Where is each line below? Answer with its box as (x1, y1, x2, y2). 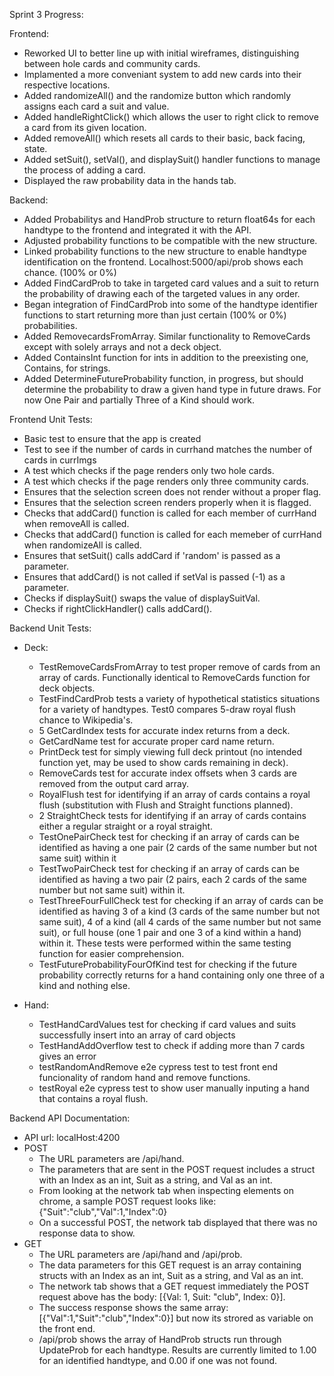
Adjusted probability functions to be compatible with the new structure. (23, 235, 318, 246)
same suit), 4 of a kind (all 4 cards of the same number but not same (38, 916, 322, 928)
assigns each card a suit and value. (23, 100, 170, 112)
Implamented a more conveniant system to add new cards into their (23, 69, 302, 80)
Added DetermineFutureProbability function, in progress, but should (23, 373, 304, 384)
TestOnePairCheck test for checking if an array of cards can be (38, 831, 300, 843)
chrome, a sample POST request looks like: (38, 1195, 217, 1207)
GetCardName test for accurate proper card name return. (38, 735, 275, 747)
